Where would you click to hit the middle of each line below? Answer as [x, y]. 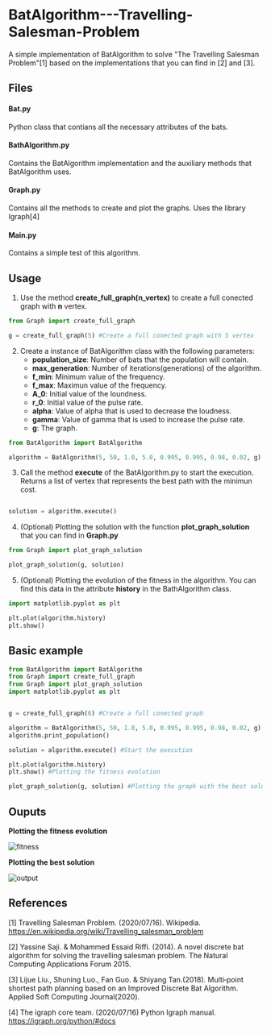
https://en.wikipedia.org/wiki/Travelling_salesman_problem [106, 931]
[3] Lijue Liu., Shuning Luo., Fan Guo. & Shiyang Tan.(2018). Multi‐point [126, 979]
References [38, 903]
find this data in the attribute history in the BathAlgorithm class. [125, 589]
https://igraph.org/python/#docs [62, 1020]
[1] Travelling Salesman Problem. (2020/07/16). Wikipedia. [105, 922]
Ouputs [27, 812]
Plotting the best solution [52, 862]
